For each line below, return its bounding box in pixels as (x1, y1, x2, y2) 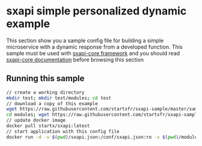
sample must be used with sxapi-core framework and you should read (6, 49, 180, 56)
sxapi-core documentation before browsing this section (6, 56, 144, 63)
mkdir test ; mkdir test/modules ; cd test (6, 95, 112, 101)
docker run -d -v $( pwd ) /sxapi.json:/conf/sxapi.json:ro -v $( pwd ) (6, 134, 179, 140)
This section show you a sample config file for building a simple (6, 37, 164, 44)
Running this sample (6, 73, 85, 84)
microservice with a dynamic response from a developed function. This (6, 43, 183, 50)
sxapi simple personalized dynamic (6, 4, 187, 18)
